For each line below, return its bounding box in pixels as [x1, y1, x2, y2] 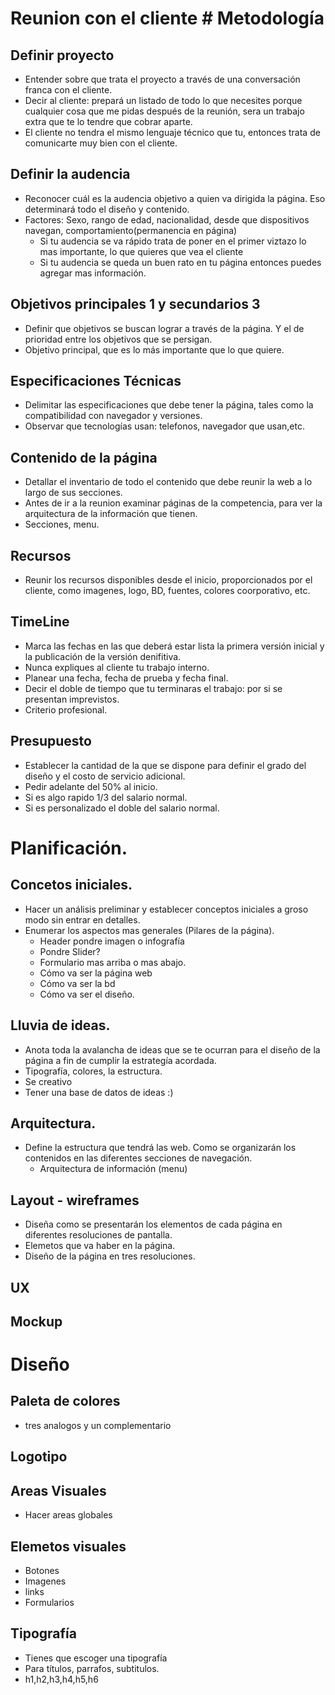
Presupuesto [10, 733, 92, 750]
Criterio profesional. [24, 703, 108, 716]
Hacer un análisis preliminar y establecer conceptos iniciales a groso [24, 903, 309, 915]
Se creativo [24, 1075, 73, 1087]
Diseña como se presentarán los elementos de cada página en [24, 1218, 283, 1231]
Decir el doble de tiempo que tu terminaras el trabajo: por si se [24, 682, 283, 694]
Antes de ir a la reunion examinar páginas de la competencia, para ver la [24, 497, 323, 509]
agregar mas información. [39, 267, 147, 279]
